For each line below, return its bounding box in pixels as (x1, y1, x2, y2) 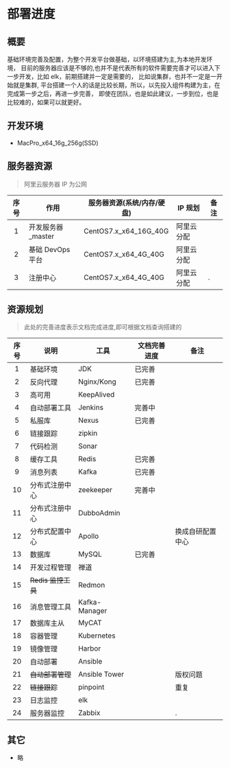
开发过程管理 (29, 563, 72, 572)
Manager (78, 606, 107, 616)
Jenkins (78, 403, 104, 412)
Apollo (78, 531, 99, 541)
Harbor (78, 644, 101, 653)
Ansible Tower (78, 670, 125, 679)
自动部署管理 (29, 670, 72, 679)
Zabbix (78, 708, 101, 718)
